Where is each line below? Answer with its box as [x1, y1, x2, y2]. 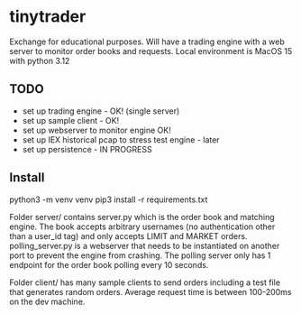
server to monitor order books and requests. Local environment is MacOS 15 [9, 45, 293, 56]
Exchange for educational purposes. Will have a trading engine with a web [9, 36, 286, 47]
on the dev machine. [9, 296, 86, 307]
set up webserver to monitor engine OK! [22, 125, 171, 135]
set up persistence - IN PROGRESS [22, 143, 152, 154]
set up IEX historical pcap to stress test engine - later [22, 134, 220, 145]
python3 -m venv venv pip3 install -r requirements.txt [9, 194, 208, 205]
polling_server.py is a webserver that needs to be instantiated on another [9, 240, 280, 251]
